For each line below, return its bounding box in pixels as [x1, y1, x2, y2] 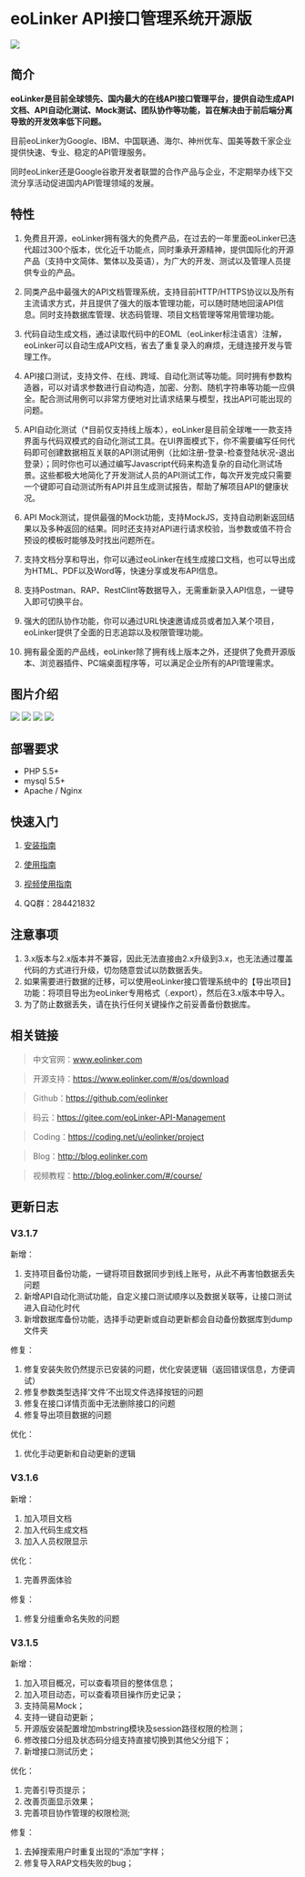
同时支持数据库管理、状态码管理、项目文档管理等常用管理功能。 [39, 309, 280, 320]
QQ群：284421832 [23, 898, 96, 908]
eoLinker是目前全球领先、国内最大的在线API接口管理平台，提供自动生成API [10, 93, 295, 104]
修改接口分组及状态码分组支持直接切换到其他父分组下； [23, 1734, 231, 1745]
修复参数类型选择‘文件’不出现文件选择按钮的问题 [23, 1387, 204, 1398]
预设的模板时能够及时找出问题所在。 [23, 534, 160, 545]
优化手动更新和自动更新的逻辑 [23, 1448, 136, 1459]
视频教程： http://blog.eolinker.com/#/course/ [32, 1170, 203, 1181]
